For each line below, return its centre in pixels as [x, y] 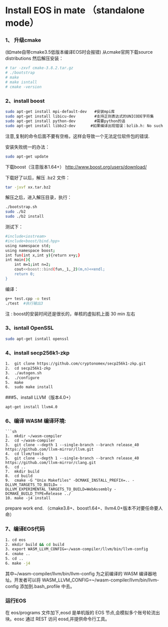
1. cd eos [16, 540]
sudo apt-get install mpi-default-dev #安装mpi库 [60, 112]
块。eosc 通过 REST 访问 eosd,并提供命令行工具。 [57, 619]
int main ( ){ [18, 260]
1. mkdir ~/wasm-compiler [34, 436]
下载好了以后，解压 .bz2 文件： [38, 177]
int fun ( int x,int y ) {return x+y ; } [43, 255]
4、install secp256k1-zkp [37, 352]
